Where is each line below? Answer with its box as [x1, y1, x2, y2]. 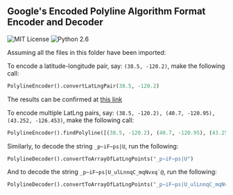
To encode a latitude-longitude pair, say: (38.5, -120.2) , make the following [7, 62, 225, 70]
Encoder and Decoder [7, 17, 104, 28]
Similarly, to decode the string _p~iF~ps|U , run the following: [7, 142, 179, 150]
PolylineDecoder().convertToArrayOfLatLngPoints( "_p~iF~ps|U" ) [7, 155, 194, 162]
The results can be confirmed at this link [7, 95, 123, 103]
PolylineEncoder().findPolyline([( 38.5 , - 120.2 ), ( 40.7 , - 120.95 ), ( [7, 129, 213, 136]
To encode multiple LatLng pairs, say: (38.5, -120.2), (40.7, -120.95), [7, 108, 216, 117]
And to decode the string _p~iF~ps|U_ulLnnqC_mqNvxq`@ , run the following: [7, 168, 217, 176]
